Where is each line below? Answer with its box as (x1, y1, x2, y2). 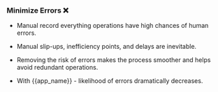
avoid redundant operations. (16, 63, 99, 72)
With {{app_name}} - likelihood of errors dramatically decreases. (16, 77, 203, 85)
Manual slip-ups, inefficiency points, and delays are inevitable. (16, 43, 197, 51)
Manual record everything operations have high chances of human (16, 22, 209, 30)
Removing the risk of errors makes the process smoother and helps (16, 56, 211, 64)
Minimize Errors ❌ (6, 6, 69, 15)
